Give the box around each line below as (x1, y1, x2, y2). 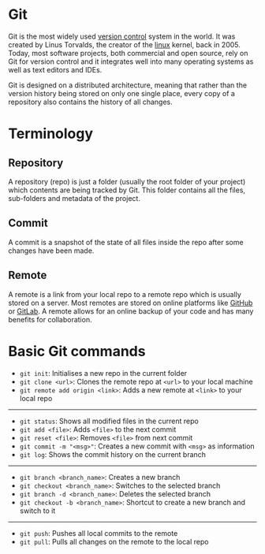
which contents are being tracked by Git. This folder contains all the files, (8, 185, 246, 195)
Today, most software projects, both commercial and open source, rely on (8, 48, 248, 58)
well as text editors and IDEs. (8, 65, 103, 74)
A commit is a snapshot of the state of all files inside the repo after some (8, 237, 244, 247)
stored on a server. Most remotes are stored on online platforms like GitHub (8, 298, 253, 307)
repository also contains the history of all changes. (8, 97, 174, 106)
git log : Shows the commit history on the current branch (19, 449, 207, 459)
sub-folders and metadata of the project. (8, 193, 140, 203)
